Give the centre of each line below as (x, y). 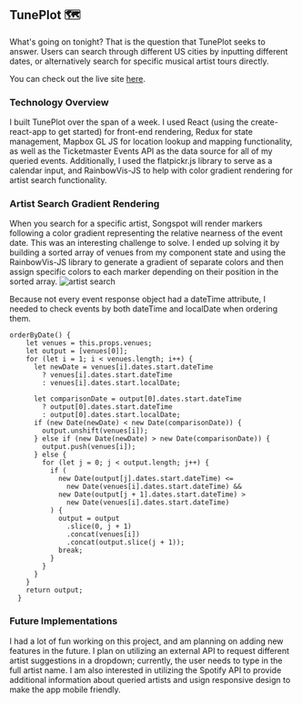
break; (70, 551)
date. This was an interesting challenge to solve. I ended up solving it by (145, 243)
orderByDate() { (40, 335)
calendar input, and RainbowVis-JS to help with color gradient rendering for (151, 170)
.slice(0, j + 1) (99, 526)
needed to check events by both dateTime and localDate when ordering (144, 309)
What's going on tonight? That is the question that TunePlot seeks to (137, 41)
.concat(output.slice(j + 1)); (126, 543)
